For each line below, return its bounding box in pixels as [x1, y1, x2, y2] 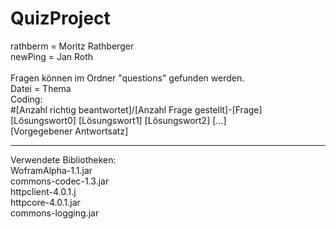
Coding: [10, 93, 43, 105]
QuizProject [10, 7, 111, 30]
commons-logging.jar [10, 207, 100, 219]
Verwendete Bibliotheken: [10, 153, 117, 166]
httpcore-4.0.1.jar [10, 196, 81, 208]
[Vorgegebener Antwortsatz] [10, 125, 129, 137]
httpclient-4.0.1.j [10, 185, 77, 197]
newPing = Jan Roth [10, 50, 94, 62]
